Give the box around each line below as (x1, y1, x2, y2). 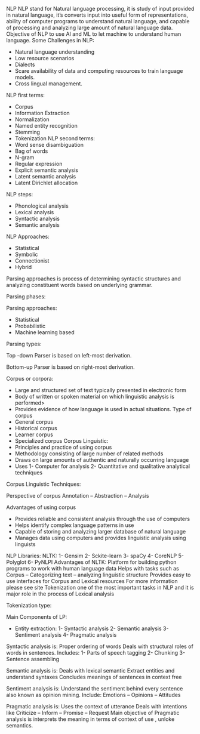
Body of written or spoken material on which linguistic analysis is (14, 393, 175, 400)
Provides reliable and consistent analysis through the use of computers (14, 516, 190, 522)
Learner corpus (14, 431, 54, 438)
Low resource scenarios (14, 55, 75, 61)
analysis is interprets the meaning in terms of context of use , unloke (6, 716, 175, 723)
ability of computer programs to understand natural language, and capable (6, 18, 190, 24)
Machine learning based (14, 329, 75, 336)
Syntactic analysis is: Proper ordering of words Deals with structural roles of (6, 643, 194, 650)
